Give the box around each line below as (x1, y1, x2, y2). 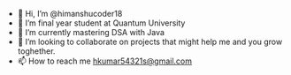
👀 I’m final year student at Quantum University (17, 18, 186, 28)
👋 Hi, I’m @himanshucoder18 (17, 9, 123, 19)
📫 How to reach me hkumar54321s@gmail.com (17, 56, 193, 66)
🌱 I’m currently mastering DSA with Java (17, 27, 165, 37)
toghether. (17, 46, 56, 56)
